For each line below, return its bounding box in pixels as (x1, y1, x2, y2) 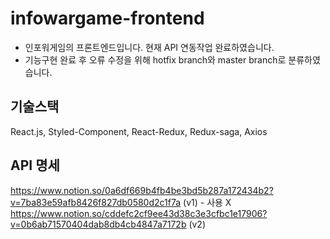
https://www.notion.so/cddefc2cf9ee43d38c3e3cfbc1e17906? (10, 207, 268, 219)
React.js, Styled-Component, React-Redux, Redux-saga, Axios (10, 125, 268, 137)
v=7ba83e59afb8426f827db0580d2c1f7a (10, 196, 182, 208)
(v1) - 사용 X (183, 196, 232, 208)
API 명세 (10, 157, 60, 174)
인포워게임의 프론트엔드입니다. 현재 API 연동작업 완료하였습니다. (24, 41, 275, 53)
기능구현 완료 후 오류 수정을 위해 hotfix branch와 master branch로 (24, 53, 287, 66)
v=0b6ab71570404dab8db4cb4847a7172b (10, 218, 187, 230)
